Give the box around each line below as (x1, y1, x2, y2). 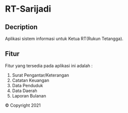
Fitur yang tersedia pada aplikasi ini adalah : (5, 62, 93, 69)
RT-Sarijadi (5, 3, 51, 15)
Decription (5, 23, 38, 31)
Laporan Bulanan (12, 93, 46, 98)
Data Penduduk (12, 82, 43, 88)
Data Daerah (12, 88, 37, 94)
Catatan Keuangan (12, 77, 49, 83)
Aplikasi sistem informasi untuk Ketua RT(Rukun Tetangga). (5, 36, 124, 41)
